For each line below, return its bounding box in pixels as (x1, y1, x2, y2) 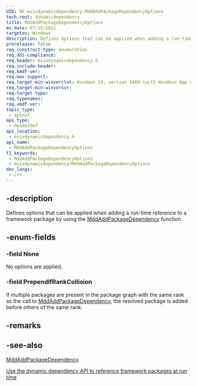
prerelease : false (6, 42, 51, 47)
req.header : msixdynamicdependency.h (6, 57, 98, 63)
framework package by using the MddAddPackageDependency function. (6, 215, 183, 223)
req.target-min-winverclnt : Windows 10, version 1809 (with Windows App (6, 80, 188, 86)
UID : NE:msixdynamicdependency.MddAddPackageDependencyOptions (6, 8, 164, 15)
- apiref (8, 112, 30, 118)
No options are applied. (6, 263, 63, 270)
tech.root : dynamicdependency (6, 14, 80, 20)
